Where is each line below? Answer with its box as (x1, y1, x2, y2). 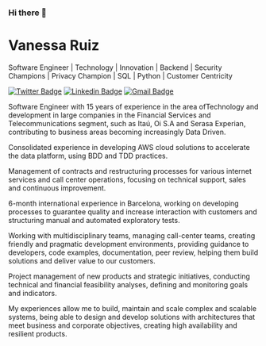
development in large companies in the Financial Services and (8, 110, 212, 120)
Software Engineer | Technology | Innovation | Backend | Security (8, 63, 222, 72)
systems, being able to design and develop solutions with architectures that (8, 312, 256, 321)
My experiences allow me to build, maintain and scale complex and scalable (8, 303, 256, 313)
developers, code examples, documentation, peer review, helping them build (8, 248, 259, 257)
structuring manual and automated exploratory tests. (8, 215, 180, 225)
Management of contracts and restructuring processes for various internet (8, 166, 253, 175)
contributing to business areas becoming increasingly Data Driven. (8, 127, 226, 136)
